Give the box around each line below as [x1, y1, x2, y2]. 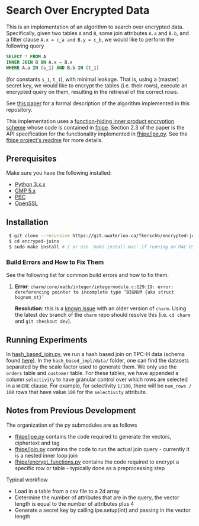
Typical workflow [6, 476, 49, 483]
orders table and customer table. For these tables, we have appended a [6, 369, 179, 376]
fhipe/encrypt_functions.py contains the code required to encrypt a [14, 458, 179, 465]
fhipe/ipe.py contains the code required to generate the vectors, [14, 433, 172, 440]
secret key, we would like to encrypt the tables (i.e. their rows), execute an [6, 81, 188, 89]
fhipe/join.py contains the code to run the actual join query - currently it [14, 445, 190, 452]
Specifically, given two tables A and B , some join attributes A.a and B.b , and [6, 29, 190, 36]
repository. [6, 106, 33, 113]
